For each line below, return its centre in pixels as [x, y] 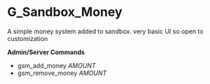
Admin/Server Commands [46, 52]
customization [28, 38]
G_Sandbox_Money [65, 12]
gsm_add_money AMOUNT [56, 65]
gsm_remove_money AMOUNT [62, 73]
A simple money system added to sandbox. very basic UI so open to [105, 31]
